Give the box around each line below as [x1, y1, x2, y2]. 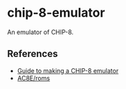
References [7, 48, 58, 60]
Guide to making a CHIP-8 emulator [17, 66, 119, 74]
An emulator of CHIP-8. [7, 28, 74, 36]
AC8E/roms [17, 74, 51, 82]
